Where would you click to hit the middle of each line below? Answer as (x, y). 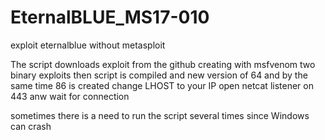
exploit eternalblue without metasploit (88, 45)
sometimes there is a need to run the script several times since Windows (160, 115)
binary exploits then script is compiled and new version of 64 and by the (159, 75)
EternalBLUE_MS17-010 (110, 17)
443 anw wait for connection (70, 96)
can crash (31, 126)
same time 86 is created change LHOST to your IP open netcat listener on (162, 85)
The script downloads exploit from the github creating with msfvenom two (163, 64)
